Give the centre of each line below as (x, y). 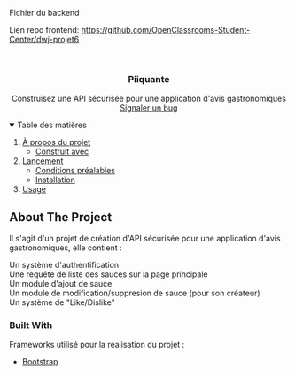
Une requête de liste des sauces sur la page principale (109, 274)
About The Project (61, 217)
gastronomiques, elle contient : (66, 248)
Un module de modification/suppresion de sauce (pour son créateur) (135, 293)
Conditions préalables (75, 171)
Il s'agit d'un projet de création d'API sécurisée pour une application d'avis (145, 239)
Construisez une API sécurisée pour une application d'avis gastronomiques (149, 99)
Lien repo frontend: (44, 30)
